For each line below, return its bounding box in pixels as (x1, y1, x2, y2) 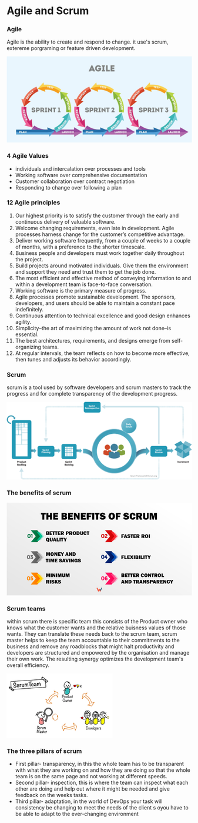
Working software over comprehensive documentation (15, 171, 147, 178)
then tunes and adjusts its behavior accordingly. (15, 356, 132, 363)
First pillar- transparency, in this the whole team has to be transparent (15, 761, 184, 768)
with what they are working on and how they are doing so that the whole (15, 766, 190, 774)
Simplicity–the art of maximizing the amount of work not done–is (15, 324, 172, 331)
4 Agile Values (6, 152, 49, 160)
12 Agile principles (6, 198, 61, 207)
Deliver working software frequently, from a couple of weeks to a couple (15, 237, 191, 244)
